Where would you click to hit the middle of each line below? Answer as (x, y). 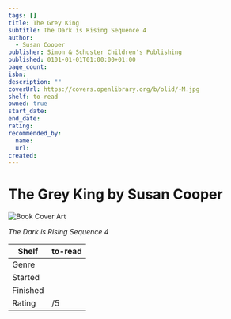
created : (23, 155)
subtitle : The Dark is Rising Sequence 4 (78, 30)
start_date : (28, 112)
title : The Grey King (44, 23)
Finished (28, 291)
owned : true (28, 104)
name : (25, 141)
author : (21, 38)
